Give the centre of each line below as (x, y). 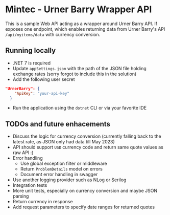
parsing (21, 196)
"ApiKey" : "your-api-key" (42, 93)
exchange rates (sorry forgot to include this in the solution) (75, 74)
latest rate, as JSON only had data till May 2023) (64, 142)
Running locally (31, 50)
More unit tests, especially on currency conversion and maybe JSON (85, 191)
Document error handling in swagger (59, 175)
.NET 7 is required (32, 63)
